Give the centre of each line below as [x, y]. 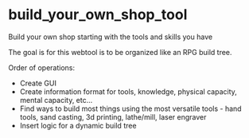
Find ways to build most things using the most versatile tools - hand [130, 108]
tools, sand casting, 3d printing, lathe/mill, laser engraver [113, 116]
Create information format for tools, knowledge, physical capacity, [128, 91]
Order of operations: [42, 67]
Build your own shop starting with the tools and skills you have [111, 37]
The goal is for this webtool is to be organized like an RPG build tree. [120, 52]
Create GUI [38, 83]
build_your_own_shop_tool [98, 15]
